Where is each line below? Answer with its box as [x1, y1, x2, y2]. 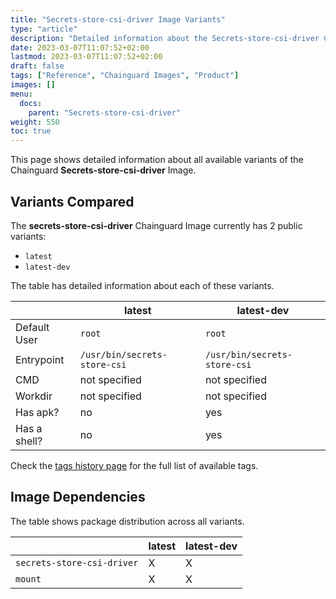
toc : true [10, 126, 52, 136]
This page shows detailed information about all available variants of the [10, 154, 304, 166]
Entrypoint [15, 352, 65, 366]
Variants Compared [10, 193, 135, 210]
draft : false [10, 61, 65, 71]
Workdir [15, 389, 53, 403]
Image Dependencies [10, 489, 146, 506]
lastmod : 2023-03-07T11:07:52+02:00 [10, 52, 163, 62]
